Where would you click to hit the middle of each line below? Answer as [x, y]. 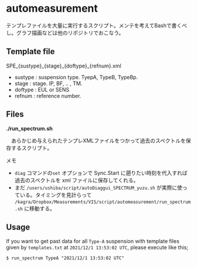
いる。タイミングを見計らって [56, 195]
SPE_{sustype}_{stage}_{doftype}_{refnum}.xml [64, 66]
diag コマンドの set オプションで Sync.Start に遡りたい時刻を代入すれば [101, 173]
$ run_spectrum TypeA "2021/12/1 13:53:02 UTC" [65, 258]
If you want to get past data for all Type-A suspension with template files [93, 241]
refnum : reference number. [48, 96]
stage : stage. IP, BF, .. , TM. [48, 83]
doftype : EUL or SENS [42, 89]
